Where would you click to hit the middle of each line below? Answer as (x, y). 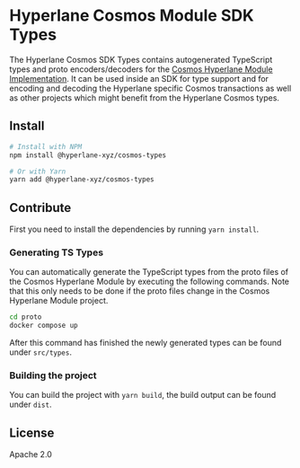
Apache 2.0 (31, 455)
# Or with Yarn (38, 172)
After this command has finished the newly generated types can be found (146, 343)
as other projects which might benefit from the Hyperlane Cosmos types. (145, 97)
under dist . (31, 404)
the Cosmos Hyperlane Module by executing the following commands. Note (150, 282)
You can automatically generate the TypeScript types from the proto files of (149, 272)
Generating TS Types (57, 252)
